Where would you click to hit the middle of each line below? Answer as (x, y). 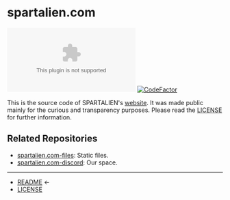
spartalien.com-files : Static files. (63, 155)
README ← (33, 182)
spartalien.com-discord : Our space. (67, 162)
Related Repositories (52, 139)
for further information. (39, 117)
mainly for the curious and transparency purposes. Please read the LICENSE (115, 110)
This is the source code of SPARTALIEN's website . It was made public (105, 102)
